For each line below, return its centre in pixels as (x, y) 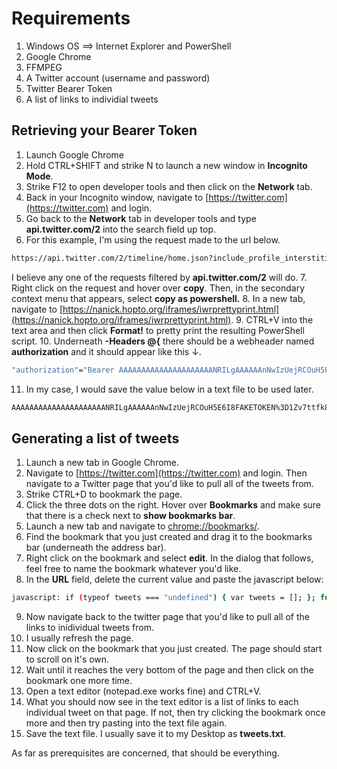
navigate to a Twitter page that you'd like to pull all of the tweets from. (169, 484)
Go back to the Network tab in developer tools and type (141, 218)
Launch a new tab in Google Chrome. (102, 463)
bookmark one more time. (79, 681)
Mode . (39, 176)
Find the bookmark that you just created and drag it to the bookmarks (169, 537)
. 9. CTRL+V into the (272, 319)
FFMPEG (44, 67)
